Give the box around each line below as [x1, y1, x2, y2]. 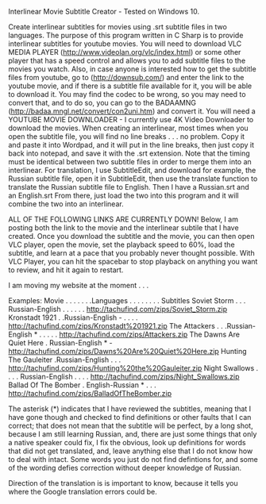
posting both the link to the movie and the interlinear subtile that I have [8, 223, 240, 233]
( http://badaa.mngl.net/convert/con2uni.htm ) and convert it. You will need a [8, 106, 256, 116]
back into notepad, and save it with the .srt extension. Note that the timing [8, 148, 250, 158]
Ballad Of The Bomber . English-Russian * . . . [8, 380, 156, 390]
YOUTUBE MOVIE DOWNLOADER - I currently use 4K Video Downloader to [8, 115, 254, 124]
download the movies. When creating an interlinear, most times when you [8, 123, 249, 133]
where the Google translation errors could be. [8, 487, 157, 496]
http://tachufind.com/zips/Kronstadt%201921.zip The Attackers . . [8, 321, 224, 330]
